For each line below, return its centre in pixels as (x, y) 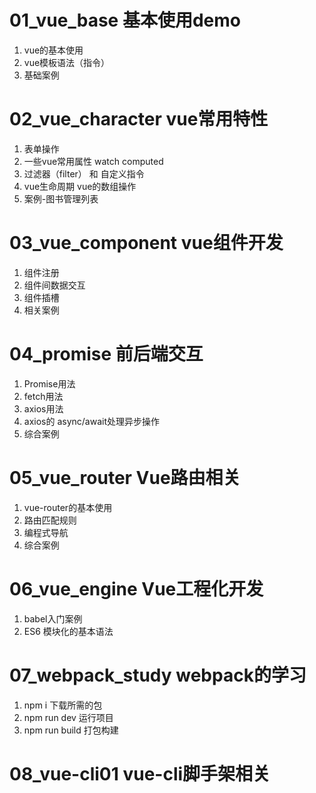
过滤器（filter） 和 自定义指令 (84, 173)
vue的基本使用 (53, 50)
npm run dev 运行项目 (68, 717)
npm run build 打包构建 (71, 730)
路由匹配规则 (50, 520)
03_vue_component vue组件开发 (146, 243)
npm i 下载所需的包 (63, 705)
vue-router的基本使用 (68, 507)
